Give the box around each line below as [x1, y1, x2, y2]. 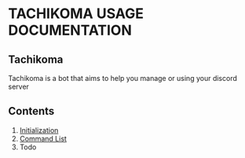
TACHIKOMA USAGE [8, 5, 144, 23]
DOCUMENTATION [8, 21, 132, 39]
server [8, 82, 30, 91]
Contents [8, 105, 55, 118]
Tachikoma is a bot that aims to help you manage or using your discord [8, 74, 237, 83]
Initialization [19, 125, 59, 134]
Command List [19, 134, 67, 143]
